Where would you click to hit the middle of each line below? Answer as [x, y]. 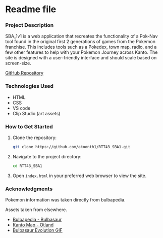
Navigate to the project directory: [47, 156]
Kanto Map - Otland [33, 225]
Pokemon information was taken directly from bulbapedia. [65, 200]
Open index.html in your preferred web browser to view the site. [79, 176]
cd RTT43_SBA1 [27, 166]
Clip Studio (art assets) [36, 113]
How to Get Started [29, 126]
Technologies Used [30, 86]
